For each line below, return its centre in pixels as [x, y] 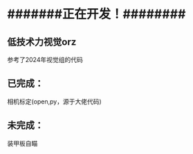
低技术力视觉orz [42, 42]
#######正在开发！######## [96, 14]
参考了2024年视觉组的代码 [45, 60]
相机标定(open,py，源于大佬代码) [54, 102]
